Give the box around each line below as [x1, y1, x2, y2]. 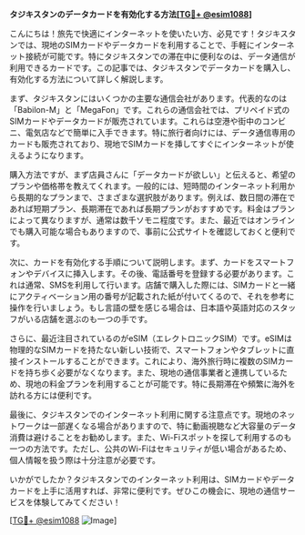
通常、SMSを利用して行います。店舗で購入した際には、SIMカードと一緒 [25, 279, 296, 290]
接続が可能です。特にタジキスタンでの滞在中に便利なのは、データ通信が [25, 51, 296, 62]
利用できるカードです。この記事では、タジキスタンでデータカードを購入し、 [9, 63, 296, 73]
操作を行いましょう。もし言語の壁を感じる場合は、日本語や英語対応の [9, 302, 273, 313]
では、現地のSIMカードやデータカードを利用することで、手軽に [16, 40, 255, 50]
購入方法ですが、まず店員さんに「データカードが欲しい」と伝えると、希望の [9, 169, 296, 180]
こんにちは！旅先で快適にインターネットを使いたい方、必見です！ [9, 28, 257, 39]
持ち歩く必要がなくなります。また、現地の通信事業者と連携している [25, 368, 280, 378]
